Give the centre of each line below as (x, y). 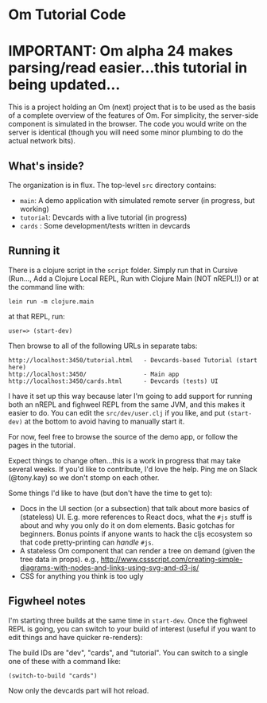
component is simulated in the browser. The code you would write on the (128, 124)
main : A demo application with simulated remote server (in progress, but (137, 200)
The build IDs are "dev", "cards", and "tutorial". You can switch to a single (128, 652)
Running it (34, 251)
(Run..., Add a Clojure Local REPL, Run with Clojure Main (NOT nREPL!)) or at (133, 278)
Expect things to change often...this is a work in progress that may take (124, 460)
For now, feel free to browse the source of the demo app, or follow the (123, 436)
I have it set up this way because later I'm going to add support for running (130, 396)
